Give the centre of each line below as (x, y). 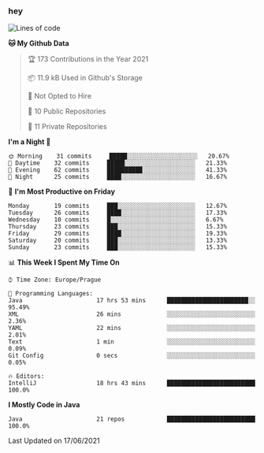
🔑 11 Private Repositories (67, 127)
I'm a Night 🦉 (30, 142)
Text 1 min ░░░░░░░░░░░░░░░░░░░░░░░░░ (132, 342)
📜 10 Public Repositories (67, 111)
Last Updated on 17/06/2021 (54, 441)
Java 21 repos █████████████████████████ (132, 419)
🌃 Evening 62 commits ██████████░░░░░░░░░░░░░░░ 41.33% (117, 170)
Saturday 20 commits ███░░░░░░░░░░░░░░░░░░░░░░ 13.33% (117, 241)
